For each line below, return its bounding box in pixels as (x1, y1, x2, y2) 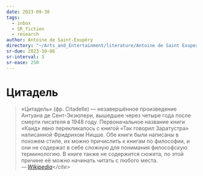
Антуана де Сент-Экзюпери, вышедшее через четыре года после (21, 112, 192, 119)
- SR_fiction (11, 25, 45, 32)
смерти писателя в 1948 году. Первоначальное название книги (21, 119, 185, 126)
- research (11, 31, 39, 37)
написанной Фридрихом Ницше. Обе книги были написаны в (21, 131, 179, 139)
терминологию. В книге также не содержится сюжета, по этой (21, 151, 184, 158)
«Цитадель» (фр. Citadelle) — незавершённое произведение (21, 105, 177, 112)
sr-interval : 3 (6, 54, 45, 60)
